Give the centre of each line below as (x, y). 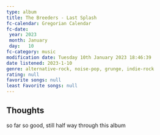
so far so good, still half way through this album (66, 125)
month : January (28, 40)
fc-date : (17, 29)
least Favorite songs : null (42, 86)
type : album (21, 12)
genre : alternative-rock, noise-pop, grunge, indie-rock (80, 69)
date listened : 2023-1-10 (39, 63)
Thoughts (25, 111)
